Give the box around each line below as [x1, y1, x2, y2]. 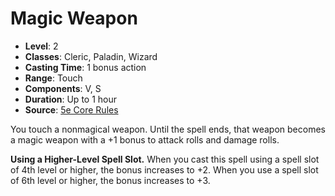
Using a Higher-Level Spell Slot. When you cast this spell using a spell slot [10, 153, 320, 165]
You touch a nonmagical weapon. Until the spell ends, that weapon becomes [10, 123, 326, 135]
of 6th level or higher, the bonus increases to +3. [10, 174, 211, 186]
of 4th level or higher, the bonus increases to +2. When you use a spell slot [10, 163, 319, 176]
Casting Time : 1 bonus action [24, 61, 147, 73]
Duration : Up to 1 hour [24, 93, 118, 105]
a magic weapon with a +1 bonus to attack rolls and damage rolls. [10, 133, 280, 146]
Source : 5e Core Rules [24, 103, 119, 116]
